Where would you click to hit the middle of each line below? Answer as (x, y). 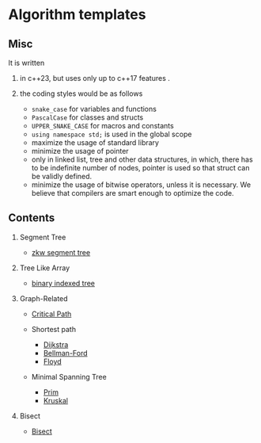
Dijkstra (56, 344)
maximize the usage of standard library (95, 143)
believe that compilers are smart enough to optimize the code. (133, 193)
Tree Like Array (45, 268)
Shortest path (54, 329)
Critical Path (51, 314)
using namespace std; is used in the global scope (112, 134)
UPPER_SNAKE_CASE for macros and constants (102, 126)
